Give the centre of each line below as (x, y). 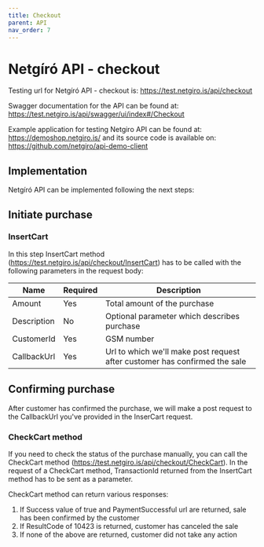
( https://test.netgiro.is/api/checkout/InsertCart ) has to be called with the (125, 262)
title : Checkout (35, 15)
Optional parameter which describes (172, 316)
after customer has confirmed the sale (176, 361)
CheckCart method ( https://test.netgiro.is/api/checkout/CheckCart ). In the (128, 462)
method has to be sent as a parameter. (71, 479)
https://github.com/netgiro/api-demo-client (78, 146)
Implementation (48, 171)
